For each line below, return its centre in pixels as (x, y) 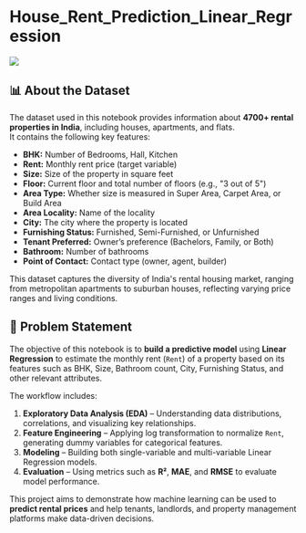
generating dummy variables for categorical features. (122, 442)
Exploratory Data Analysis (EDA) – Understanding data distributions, (152, 413)
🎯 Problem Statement (71, 327)
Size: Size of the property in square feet (98, 173)
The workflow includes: (53, 395)
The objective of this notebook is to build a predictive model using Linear (148, 349)
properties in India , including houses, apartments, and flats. (122, 127)
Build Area (42, 203)
